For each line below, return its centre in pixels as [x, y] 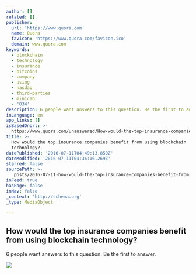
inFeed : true [22, 180]
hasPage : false [24, 186]
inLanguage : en [24, 115]
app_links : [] [23, 121]
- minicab [23, 98]
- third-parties [31, 93]
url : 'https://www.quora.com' [48, 28]
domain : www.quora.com [39, 44]
